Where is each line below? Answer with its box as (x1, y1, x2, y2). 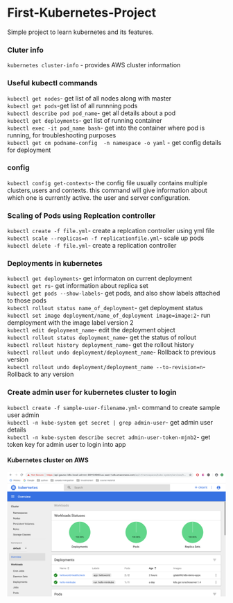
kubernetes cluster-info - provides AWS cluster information (7, 61, 181, 69)
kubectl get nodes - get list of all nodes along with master (7, 94, 172, 102)
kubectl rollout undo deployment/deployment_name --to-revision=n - (7, 363, 206, 371)
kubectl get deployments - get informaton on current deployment (7, 274, 193, 282)
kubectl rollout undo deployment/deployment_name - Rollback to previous (7, 348, 216, 357)
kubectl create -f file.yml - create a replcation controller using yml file (7, 227, 215, 235)
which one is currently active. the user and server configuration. (7, 193, 191, 202)
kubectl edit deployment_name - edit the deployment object (7, 326, 175, 334)
